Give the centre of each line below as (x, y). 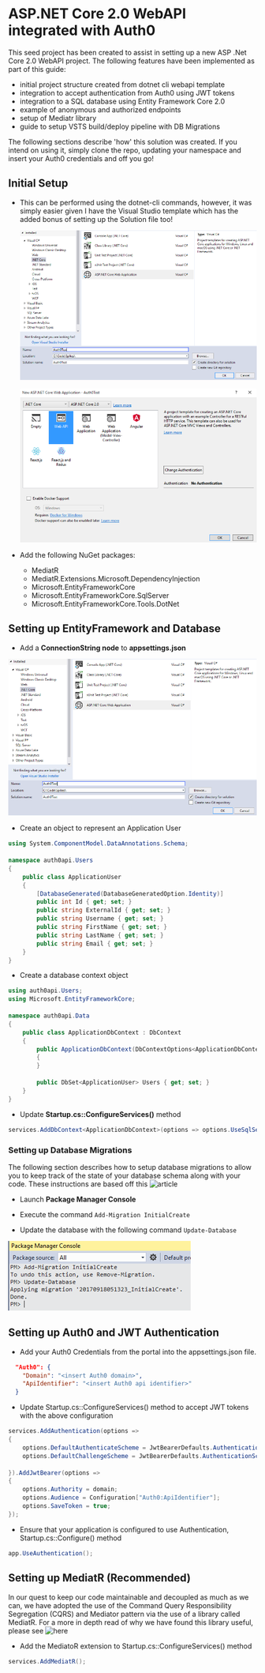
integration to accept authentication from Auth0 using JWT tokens (127, 92)
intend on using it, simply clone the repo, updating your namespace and (125, 150)
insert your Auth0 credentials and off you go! (81, 158)
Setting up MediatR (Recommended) (99, 1578)
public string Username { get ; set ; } (100, 919)
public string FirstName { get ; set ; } (102, 927)
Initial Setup (38, 184)
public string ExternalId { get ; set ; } (104, 910)
